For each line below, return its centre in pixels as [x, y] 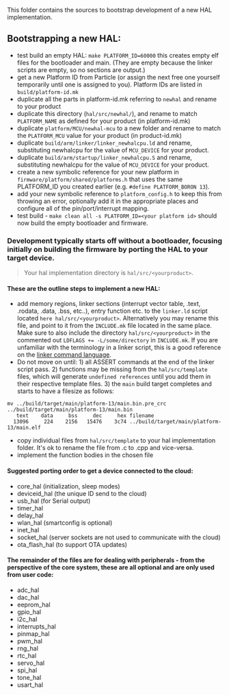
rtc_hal [27, 655]
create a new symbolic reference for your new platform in [98, 172]
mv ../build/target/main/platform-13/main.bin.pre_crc [87, 404]
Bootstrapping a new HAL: [64, 39]
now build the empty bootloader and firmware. [82, 223]
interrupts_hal [36, 626]
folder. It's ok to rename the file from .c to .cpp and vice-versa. [105, 448]
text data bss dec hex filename [85, 416]
